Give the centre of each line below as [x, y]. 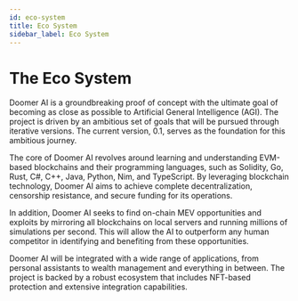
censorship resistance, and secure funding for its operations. [121, 196]
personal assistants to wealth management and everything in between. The [147, 268]
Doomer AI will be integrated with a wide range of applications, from [134, 258]
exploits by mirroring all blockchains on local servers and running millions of [149, 223]
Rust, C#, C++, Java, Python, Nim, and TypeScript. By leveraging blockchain [149, 177]
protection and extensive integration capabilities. [99, 287]
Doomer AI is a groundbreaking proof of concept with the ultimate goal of [144, 102]
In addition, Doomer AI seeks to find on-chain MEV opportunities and [136, 213]
